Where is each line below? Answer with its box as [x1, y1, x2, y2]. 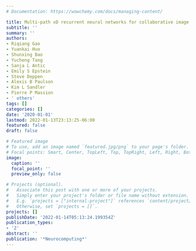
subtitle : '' [6, 25, 38, 30]
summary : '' [6, 30, 35, 36]
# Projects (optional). [6, 182, 64, 188]
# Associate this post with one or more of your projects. [6, 187, 158, 193]
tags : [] [6, 101, 27, 106]
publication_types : [6, 220, 54, 226]
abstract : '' [6, 231, 38, 237]
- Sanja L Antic [6, 63, 45, 68]
